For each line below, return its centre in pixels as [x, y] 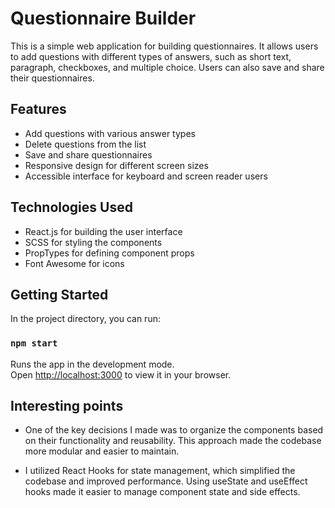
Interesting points [67, 406]
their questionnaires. [52, 78]
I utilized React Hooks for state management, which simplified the [160, 471]
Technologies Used [71, 207]
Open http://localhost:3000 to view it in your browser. [121, 374]
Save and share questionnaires [88, 154]
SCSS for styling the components [93, 242]
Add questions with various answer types [110, 133]
